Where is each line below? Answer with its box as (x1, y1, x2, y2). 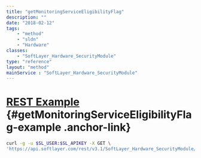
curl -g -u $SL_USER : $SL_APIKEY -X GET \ (6, 141, 111, 147)
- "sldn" (17, 36, 39, 42)
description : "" (6, 14, 47, 20)
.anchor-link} (63, 120, 132, 134)
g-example (6, 120, 62, 134)
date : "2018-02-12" (6, 20, 55, 26)
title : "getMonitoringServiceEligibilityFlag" (6, 8, 124, 15)
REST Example (6, 95, 80, 109)
